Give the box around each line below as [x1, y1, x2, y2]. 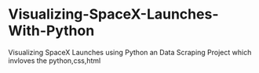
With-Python [8, 22, 95, 40]
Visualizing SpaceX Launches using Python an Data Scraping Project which [8, 47, 252, 57]
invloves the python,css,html [8, 56, 101, 65]
